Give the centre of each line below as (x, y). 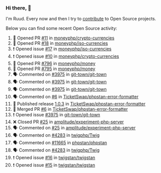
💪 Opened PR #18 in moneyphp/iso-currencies (60, 43)
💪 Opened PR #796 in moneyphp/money (54, 64)
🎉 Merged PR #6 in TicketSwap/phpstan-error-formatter (70, 109)
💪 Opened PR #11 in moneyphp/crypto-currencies (64, 38)
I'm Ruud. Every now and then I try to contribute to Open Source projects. (81, 19)
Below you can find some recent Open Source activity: (61, 28)
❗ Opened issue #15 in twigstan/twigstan (54, 165)
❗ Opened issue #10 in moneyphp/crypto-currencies (66, 56)
